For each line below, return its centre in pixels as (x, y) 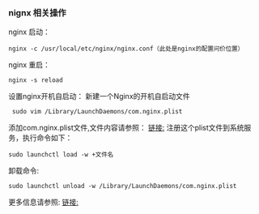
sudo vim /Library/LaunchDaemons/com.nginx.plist (97, 112)
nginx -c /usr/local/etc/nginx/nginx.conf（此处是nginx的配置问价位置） (126, 49)
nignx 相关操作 (37, 12)
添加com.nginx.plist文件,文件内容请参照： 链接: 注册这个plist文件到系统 (126, 128)
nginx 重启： (30, 65)
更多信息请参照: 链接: (44, 202)
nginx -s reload (36, 80)
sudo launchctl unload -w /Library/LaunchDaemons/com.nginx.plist (123, 186)
